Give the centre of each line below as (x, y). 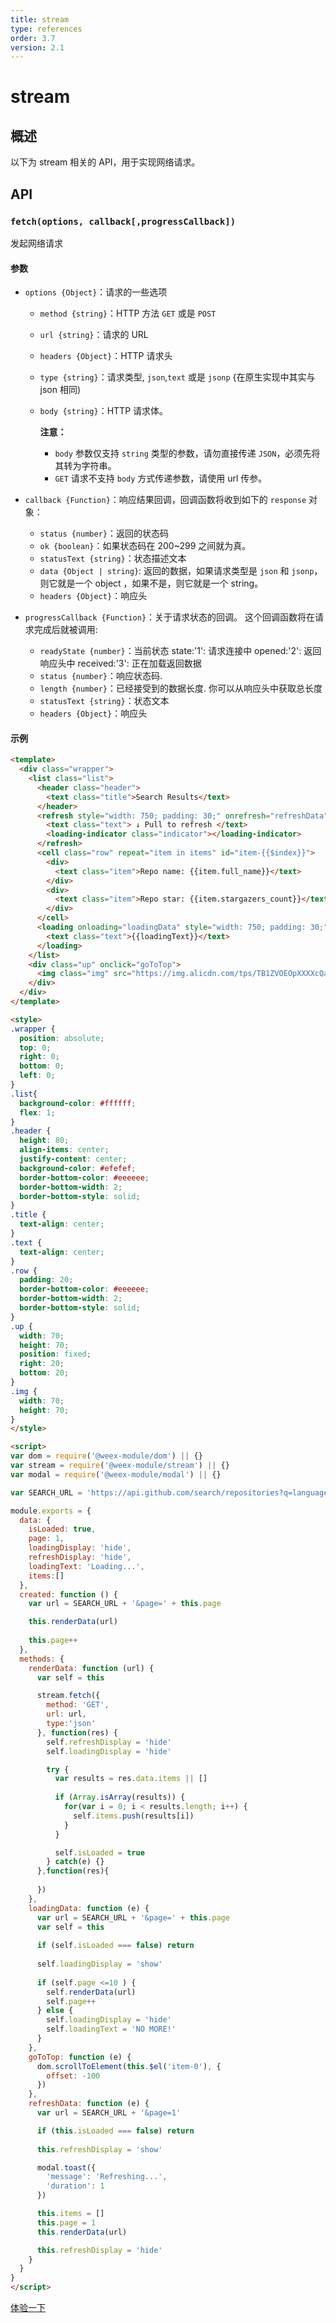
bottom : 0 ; (42, 1066)
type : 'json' (71, 1724)
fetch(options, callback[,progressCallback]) (123, 221)
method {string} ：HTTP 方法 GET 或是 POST (128, 313)
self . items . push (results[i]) (134, 1816)
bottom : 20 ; (44, 1373)
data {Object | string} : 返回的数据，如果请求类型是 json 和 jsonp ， (181, 571)
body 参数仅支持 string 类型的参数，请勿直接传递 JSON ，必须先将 (187, 453)
